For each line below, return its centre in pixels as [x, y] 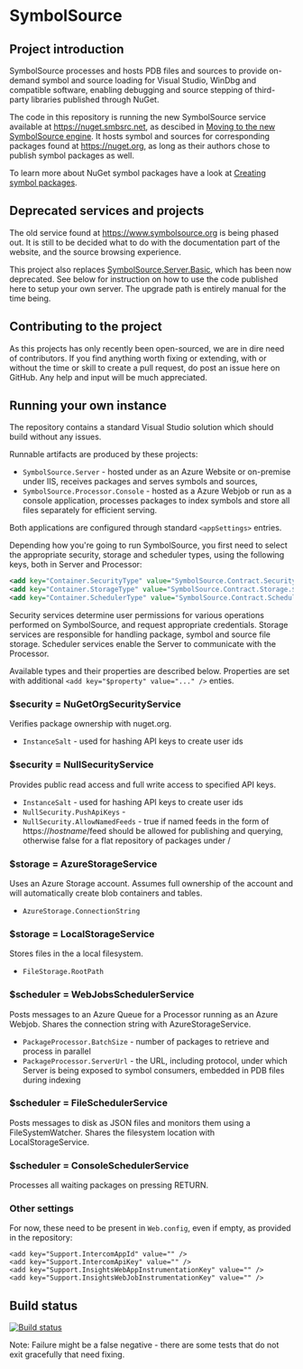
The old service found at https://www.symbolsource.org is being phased [144, 232]
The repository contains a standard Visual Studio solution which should [142, 427]
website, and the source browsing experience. [96, 252]
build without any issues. [55, 437]
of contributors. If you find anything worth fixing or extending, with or [138, 358]
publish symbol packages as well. [72, 155]
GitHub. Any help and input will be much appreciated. [108, 377]
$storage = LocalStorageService [82, 933]
